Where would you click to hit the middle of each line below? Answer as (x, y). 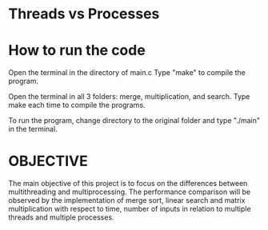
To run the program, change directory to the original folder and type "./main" (134, 121)
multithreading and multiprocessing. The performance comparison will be (129, 192)
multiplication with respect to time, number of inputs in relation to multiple (130, 209)
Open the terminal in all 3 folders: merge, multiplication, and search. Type (129, 97)
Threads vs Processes (84, 14)
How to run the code (77, 51)
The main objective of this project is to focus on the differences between (128, 184)
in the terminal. (33, 129)
